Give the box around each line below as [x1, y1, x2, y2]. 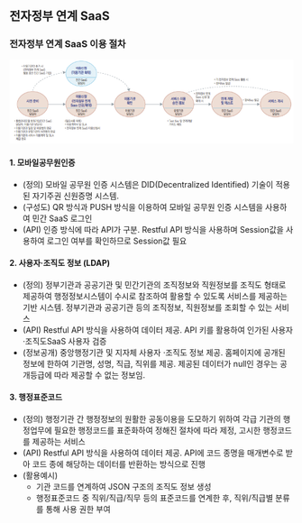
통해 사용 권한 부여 [45, 504, 111, 514]
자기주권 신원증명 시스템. [32, 190, 120, 201]
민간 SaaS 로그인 [32, 213, 93, 224]
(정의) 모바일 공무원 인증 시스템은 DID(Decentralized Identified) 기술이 [22, 179, 274, 189]
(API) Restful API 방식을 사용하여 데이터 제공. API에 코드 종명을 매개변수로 [22, 447, 284, 458]
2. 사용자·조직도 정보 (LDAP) [9, 258, 111, 269]
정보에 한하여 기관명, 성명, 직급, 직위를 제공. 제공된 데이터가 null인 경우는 [22, 358, 279, 369]
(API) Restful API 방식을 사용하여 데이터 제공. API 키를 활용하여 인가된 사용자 [22, 324, 294, 335]
